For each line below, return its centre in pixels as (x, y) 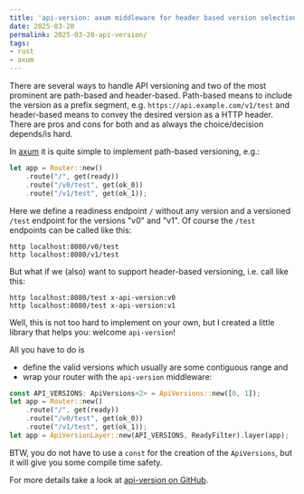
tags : (19, 43)
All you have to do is (47, 349)
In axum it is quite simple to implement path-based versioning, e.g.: (135, 151)
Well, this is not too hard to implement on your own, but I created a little (142, 322)
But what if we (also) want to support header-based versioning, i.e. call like (149, 271)
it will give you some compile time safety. (86, 462)
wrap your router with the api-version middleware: (117, 376)
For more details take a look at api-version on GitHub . (109, 479)
